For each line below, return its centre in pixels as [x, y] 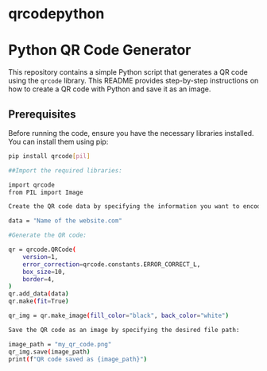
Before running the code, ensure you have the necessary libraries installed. [131, 133]
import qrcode [32, 185]
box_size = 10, [44, 272]
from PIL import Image [46, 192]
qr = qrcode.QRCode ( [43, 250]
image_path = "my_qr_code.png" [60, 344]
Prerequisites [42, 114]
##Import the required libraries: [66, 170]
